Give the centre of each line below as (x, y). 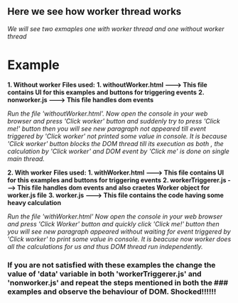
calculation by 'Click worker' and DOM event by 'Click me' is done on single (118, 151)
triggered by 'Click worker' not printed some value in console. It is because (117, 136)
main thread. (26, 158)
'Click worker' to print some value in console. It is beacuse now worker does (119, 239)
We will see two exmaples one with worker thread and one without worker (116, 28)
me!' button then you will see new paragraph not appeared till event (107, 128)
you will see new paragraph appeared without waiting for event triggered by (119, 231)
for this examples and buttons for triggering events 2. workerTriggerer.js (117, 180)
